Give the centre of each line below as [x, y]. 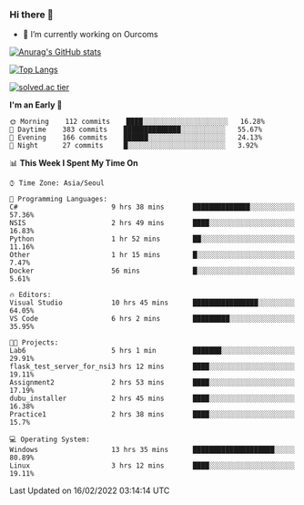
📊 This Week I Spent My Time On [74, 163]
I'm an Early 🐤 [36, 105]
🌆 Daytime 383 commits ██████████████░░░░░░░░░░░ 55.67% [136, 130]
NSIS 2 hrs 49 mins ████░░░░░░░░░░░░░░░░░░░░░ [152, 223]
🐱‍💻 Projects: [34, 343]
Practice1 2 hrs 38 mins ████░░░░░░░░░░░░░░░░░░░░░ [152, 415]
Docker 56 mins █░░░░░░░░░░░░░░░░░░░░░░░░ [152, 271]
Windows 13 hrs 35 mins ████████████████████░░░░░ [152, 450]
